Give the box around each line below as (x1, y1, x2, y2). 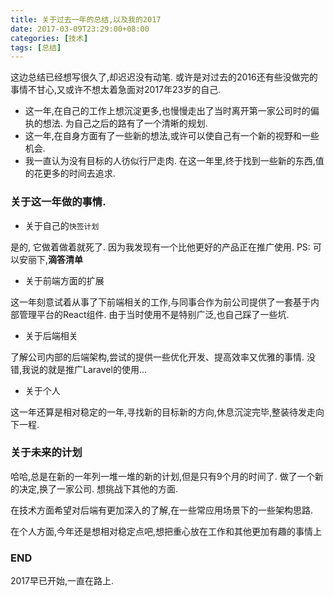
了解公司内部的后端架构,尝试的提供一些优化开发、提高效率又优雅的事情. (10, 351, 305, 363)
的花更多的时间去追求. (24, 167, 116, 180)
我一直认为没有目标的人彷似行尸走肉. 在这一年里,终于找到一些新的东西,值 (24, 155, 325, 167)
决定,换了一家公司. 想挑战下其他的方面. (18, 482, 179, 495)
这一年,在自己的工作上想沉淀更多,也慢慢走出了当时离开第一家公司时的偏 (24, 105, 320, 117)
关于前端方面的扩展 (24, 274, 105, 286)
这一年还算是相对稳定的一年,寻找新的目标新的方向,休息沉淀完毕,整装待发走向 (10, 406, 325, 418)
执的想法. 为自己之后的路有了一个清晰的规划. (24, 117, 208, 130)
